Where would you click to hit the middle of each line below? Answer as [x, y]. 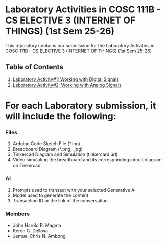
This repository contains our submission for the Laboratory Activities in [80, 45]
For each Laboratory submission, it [81, 105]
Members [17, 214]
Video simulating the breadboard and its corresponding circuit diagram [87, 160]
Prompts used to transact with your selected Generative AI [74, 190]
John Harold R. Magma [37, 225]
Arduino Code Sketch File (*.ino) [46, 144]
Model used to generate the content [50, 195]
